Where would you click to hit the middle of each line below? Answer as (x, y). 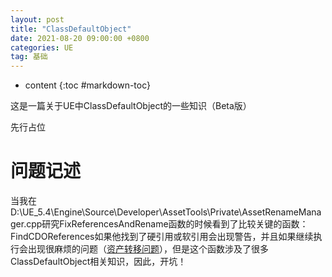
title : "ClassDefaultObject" (71, 29)
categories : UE (42, 47)
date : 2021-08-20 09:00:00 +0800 (80, 38)
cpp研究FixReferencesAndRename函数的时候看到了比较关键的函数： (167, 224)
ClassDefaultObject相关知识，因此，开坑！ (98, 262)
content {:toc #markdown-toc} (88, 85)
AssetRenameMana (281, 212)
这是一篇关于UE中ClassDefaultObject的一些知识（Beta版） (131, 106)
